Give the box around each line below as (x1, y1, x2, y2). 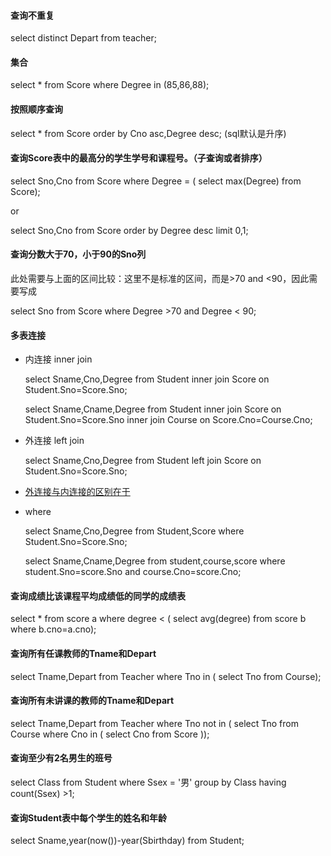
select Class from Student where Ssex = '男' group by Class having (10, 776, 287, 789)
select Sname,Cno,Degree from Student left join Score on (24, 455, 262, 467)
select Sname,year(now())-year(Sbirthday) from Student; (10, 835, 245, 847)
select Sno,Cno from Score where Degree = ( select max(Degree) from (10, 175, 302, 187)
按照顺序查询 (10, 103, 63, 115)
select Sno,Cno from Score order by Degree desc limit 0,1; (10, 224, 249, 236)
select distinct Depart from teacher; (10, 32, 157, 44)
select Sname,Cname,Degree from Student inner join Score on (24, 403, 282, 415)
